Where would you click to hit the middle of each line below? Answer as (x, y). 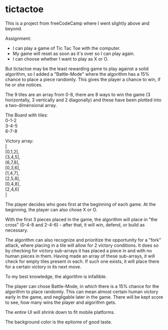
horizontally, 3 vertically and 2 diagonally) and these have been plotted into (83, 100)
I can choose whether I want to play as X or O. (60, 59)
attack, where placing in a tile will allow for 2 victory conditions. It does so (82, 245)
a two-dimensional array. (31, 105)
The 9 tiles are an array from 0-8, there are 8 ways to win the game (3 (78, 94)
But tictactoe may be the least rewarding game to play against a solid (77, 69)
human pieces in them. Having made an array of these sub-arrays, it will (80, 256)
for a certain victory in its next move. (43, 266)
